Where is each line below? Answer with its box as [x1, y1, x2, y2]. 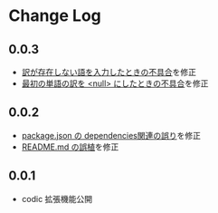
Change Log [8, 5, 101, 26]
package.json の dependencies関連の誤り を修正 [21, 130, 201, 140]
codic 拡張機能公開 [21, 193, 93, 204]
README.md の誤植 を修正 [21, 141, 119, 152]
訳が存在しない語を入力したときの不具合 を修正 [21, 67, 196, 77]
